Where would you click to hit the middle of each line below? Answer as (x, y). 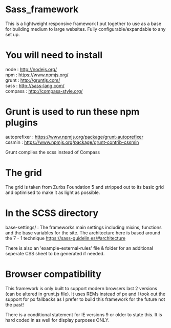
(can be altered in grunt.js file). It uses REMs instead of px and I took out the (85, 294)
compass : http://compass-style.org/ (44, 91)
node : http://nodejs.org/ (31, 69)
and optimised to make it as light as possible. (53, 192)
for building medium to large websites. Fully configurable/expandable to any (85, 29)
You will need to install (54, 55)
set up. (13, 34)
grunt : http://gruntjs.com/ (33, 80)
